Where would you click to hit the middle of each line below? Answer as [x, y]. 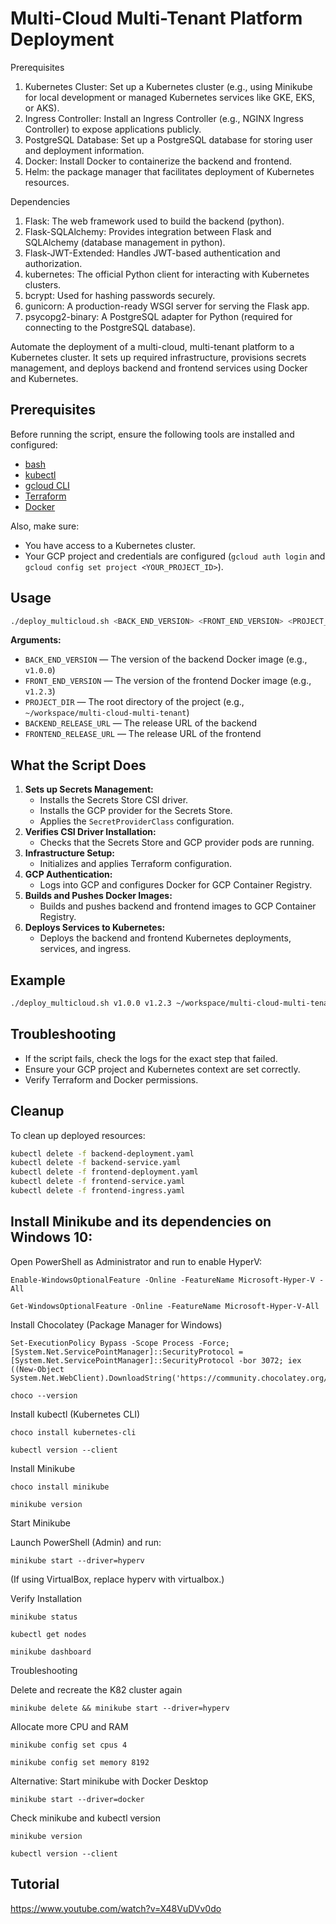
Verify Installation [46, 1598]
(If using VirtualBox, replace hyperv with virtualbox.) [117, 1579]
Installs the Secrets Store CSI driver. [114, 800]
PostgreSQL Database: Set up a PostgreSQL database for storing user [168, 139]
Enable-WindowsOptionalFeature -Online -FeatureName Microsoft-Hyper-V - [167, 1280]
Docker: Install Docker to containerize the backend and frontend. [158, 161]
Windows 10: [51, 1237]
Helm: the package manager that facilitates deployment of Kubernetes [169, 171]
